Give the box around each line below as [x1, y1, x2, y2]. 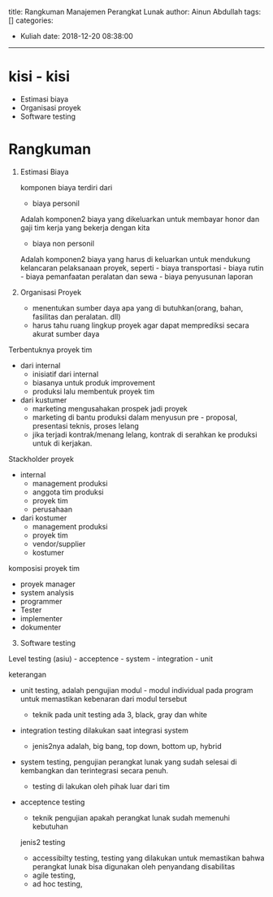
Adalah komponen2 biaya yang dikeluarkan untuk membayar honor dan [19, 214, 260, 224]
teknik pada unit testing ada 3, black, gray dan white [32, 709, 208, 719]
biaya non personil [32, 238, 95, 248]
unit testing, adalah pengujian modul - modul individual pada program [19, 685, 253, 695]
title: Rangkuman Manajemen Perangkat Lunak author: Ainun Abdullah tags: [8, 7, 262, 16]
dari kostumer [19, 512, 67, 523]
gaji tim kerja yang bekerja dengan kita [19, 223, 150, 233]
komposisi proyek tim [8, 563, 80, 573]
